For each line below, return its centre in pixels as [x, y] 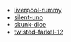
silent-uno [29, 17]
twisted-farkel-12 [39, 32]
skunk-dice [30, 24]
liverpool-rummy [38, 10]
